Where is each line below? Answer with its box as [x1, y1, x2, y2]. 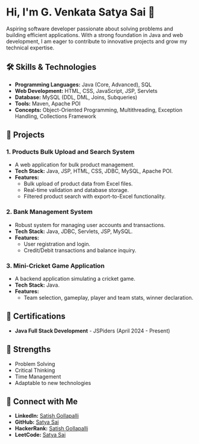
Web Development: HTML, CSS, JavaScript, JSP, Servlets [14, 87, 158, 94]
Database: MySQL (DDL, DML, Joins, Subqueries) [14, 94, 138, 101]
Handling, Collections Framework [14, 113, 96, 120]
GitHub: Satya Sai [14, 418, 59, 426]
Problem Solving [14, 360, 55, 367]
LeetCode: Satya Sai [14, 431, 66, 439]
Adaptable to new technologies [14, 379, 91, 386]
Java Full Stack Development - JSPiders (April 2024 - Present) [14, 327, 170, 334]
